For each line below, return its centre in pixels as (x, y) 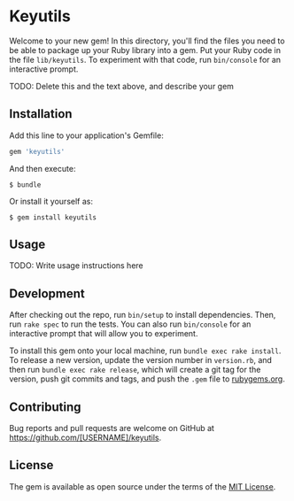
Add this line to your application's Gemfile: (86, 135)
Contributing (45, 407)
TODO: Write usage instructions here (76, 266)
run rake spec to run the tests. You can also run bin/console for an (130, 324)
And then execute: (43, 168)
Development (47, 293)
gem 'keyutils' (37, 151)
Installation (41, 114)
